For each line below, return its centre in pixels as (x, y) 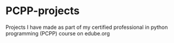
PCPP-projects (43, 11)
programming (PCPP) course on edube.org (58, 33)
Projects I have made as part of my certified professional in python (87, 27)
